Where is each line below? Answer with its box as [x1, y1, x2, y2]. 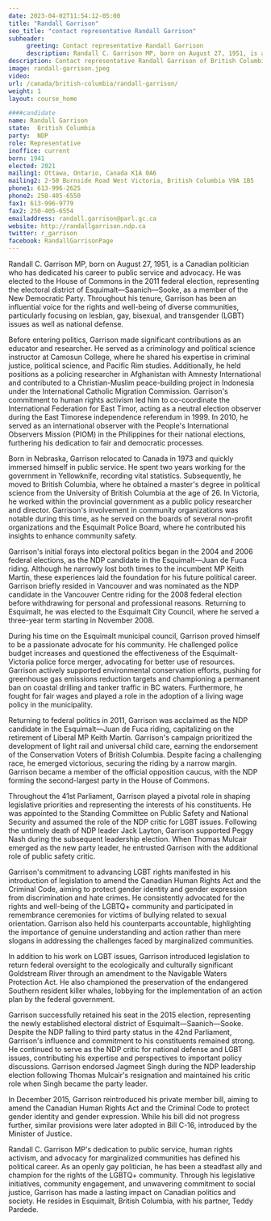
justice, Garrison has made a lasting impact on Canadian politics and [8, 1188, 236, 1197]
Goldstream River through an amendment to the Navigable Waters [8, 969, 227, 978]
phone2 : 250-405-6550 [8, 192, 81, 200]
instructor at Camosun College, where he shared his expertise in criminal [8, 353, 250, 361]
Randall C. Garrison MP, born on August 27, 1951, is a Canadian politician [8, 260, 250, 268]
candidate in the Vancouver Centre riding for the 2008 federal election [8, 589, 243, 599]
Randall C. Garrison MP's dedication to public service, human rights [8, 1145, 234, 1154]
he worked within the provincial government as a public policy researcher [8, 496, 252, 506]
